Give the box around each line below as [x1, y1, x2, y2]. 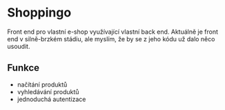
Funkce [7, 62, 40, 74]
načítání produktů [17, 80, 68, 89]
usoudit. [7, 42, 30, 50]
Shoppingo [7, 5, 72, 21]
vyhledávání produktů [17, 87, 79, 96]
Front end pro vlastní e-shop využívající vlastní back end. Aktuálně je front [7, 27, 219, 36]
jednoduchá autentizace [17, 95, 86, 103]
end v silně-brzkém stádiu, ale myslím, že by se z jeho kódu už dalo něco [7, 34, 215, 43]
